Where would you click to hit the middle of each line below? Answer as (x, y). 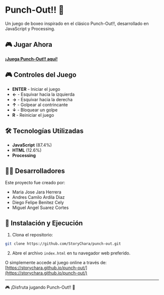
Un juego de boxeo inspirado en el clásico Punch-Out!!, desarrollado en (77, 23)
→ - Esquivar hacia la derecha (42, 99)
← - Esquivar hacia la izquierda (43, 94)
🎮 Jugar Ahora (29, 45)
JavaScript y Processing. (30, 28)
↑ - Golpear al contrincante (40, 105)
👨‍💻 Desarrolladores (35, 171)
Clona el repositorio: (32, 235)
